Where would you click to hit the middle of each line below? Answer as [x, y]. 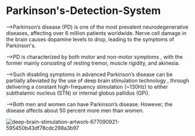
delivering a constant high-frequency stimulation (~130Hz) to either [87, 86]
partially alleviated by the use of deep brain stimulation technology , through [98, 81]
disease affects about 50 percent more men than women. [75, 110]
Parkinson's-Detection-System [83, 11]
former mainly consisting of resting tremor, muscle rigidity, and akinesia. [93, 63]
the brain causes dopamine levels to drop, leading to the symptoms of [90, 39]
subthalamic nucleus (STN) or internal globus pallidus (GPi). [78, 93]
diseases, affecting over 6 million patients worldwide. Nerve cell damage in [96, 33]
